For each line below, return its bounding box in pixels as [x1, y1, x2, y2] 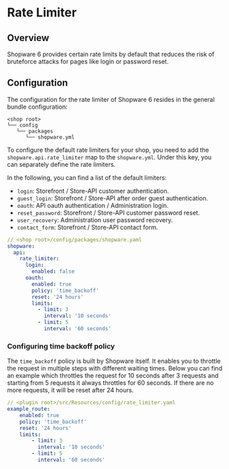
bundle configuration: [7, 103, 68, 111]
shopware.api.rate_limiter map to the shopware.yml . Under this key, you [7, 152, 212, 161]
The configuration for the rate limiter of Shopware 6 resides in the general [7, 95, 215, 103]
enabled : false [31, 268, 75, 275]
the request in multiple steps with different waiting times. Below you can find [7, 364, 223, 373]
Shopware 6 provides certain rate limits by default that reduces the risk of [7, 50, 215, 58]
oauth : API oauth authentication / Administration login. [16, 201, 169, 209]
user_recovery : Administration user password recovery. [16, 215, 173, 224]
